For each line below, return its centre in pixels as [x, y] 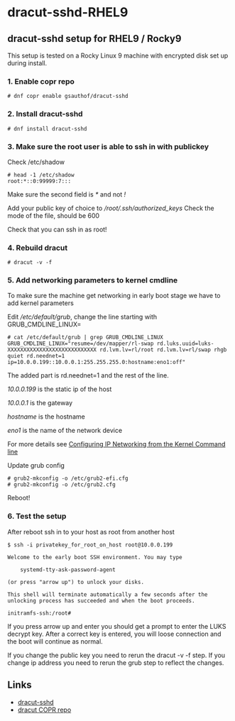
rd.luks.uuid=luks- [185, 344]
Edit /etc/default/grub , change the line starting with [82, 317]
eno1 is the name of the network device [65, 431]
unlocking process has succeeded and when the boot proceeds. [101, 600]
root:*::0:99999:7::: [39, 181]
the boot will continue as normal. [55, 641]
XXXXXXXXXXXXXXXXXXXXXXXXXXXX [52, 350]
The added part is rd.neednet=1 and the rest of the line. [88, 375]
